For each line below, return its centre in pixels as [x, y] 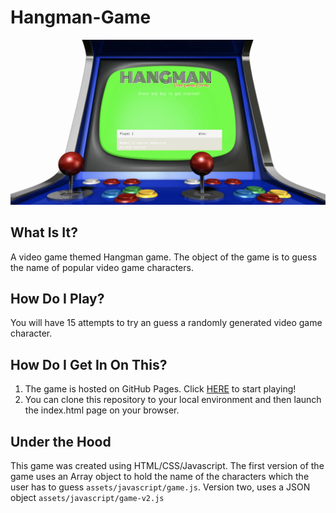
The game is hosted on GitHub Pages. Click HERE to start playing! [160, 389]
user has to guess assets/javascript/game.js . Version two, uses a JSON [160, 487]
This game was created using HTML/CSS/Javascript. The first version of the [167, 465]
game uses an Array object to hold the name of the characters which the [160, 476]
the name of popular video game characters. [102, 267]
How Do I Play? [57, 298]
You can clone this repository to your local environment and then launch [173, 400]
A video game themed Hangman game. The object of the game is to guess [164, 257]
